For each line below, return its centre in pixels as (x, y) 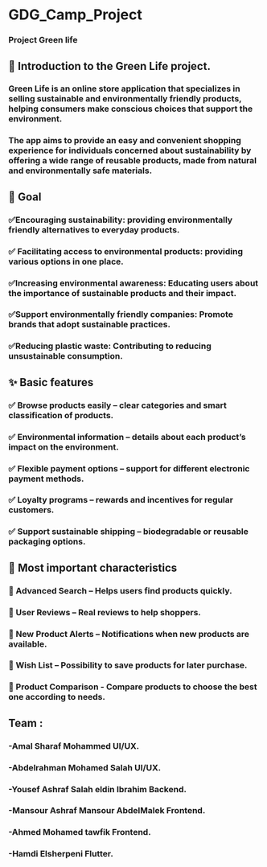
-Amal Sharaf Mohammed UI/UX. (74, 746)
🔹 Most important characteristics (93, 567)
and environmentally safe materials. (80, 171)
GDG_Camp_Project (75, 15)
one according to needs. (57, 697)
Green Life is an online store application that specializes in (124, 88)
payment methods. (46, 479)
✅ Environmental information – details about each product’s (127, 437)
